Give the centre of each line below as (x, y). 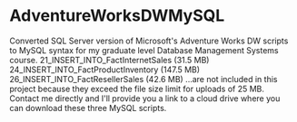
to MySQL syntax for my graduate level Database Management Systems (144, 50)
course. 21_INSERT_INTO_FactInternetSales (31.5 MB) (109, 60)
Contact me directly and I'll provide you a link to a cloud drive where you (145, 98)
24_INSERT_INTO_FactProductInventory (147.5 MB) (105, 70)
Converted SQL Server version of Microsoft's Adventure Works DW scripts (149, 41)
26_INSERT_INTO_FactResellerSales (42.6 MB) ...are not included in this (144, 79)
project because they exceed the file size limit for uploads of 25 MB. (137, 89)
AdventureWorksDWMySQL (117, 16)
